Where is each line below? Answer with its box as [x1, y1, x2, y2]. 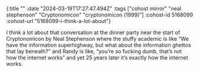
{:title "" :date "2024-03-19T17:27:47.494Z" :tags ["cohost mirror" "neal [6, 5, 182, 12]
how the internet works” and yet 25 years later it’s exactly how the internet [6, 54, 188, 61]
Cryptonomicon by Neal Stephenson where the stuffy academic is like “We [6, 35, 189, 42]
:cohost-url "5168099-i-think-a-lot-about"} [6, 18, 111, 24]
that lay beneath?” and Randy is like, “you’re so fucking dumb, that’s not [6, 48, 182, 55]
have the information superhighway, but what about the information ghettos [6, 41, 191, 48]
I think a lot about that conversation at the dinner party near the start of [6, 29, 181, 36]
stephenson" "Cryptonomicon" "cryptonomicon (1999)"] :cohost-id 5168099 [6, 11, 193, 18]
